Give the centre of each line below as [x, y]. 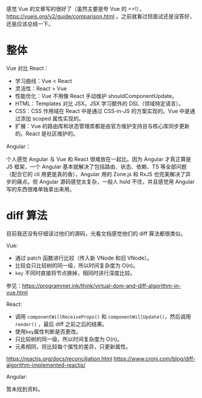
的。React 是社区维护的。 [47, 133]
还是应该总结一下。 [30, 24]
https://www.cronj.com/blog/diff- [155, 358]
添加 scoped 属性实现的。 [52, 118]
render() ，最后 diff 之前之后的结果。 [61, 324]
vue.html [17, 292]
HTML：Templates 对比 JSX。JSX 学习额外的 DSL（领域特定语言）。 [99, 103]
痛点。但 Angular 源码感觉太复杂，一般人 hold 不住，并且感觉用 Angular [106, 182]
